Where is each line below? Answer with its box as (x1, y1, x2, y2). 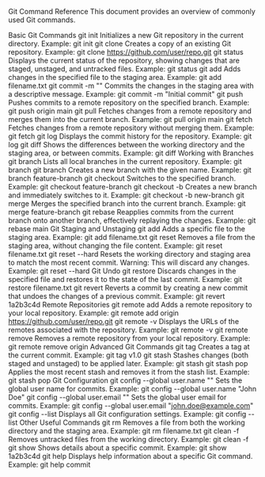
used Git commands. (8, 15, 76, 25)
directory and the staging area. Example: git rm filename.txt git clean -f (8, 426, 240, 435)
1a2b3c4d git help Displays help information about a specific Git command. (8, 452, 253, 460)
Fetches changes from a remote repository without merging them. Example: (8, 123, 255, 132)
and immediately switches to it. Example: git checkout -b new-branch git (8, 190, 245, 200)
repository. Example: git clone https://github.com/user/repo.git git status (8, 48, 244, 56)
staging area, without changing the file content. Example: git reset (8, 241, 223, 250)
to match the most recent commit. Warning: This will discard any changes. (8, 258, 250, 267)
